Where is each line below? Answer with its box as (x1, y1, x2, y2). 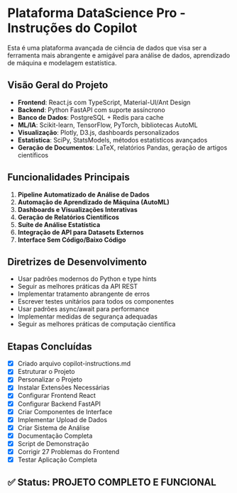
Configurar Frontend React (17, 392, 96, 400)
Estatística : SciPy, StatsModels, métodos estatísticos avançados (17, 135, 208, 144)
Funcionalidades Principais (7, 172, 130, 184)
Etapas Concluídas (7, 340, 92, 353)
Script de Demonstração (17, 439, 90, 448)
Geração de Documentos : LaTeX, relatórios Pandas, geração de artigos (17, 143, 228, 152)
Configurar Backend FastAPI (17, 399, 101, 408)
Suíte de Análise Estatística (17, 220, 101, 228)
